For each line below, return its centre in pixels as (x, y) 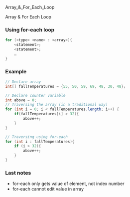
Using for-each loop (30, 29)
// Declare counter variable (35, 95)
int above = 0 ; (21, 100)
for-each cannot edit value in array (48, 189)
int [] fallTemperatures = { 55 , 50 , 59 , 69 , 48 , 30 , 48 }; (65, 86)
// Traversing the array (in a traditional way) (57, 105)
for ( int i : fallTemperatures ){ (40, 142)
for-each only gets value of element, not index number (68, 184)
